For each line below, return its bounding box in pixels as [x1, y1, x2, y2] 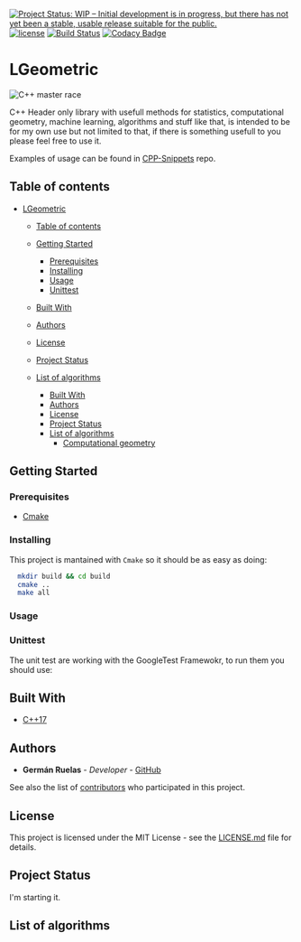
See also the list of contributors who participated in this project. [9, 782, 246, 793]
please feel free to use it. [9, 135, 102, 146]
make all [17, 588, 50, 598]
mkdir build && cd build [17, 572, 111, 581]
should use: [9, 664, 53, 675]
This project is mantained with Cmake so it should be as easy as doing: [9, 554, 268, 564]
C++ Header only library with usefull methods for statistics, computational [9, 107, 285, 117]
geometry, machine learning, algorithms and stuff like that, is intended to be [9, 116, 291, 126]
